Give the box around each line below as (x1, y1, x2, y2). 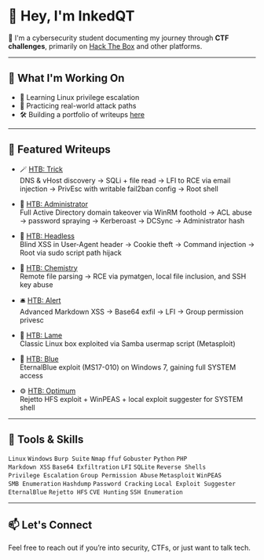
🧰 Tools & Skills (8, 433, 84, 446)
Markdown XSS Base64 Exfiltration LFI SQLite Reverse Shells (8, 463, 207, 471)
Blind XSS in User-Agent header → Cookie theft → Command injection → (19, 239, 255, 249)
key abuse (19, 279, 53, 289)
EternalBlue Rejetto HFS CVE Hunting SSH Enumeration (8, 488, 183, 496)
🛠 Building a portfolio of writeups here (19, 109, 145, 119)
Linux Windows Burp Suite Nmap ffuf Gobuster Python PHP (8, 455, 188, 463)
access (19, 370, 43, 380)
